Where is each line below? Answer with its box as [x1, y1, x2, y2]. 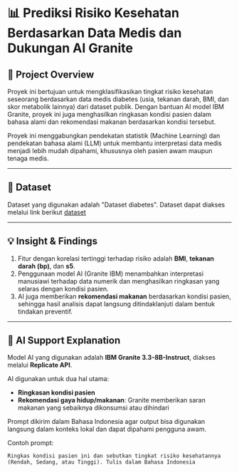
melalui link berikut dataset [7, 207, 87, 217]
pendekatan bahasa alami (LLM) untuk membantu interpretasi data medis [7, 139, 223, 147]
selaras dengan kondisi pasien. [17, 284, 109, 293]
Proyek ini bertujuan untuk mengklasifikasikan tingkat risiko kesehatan [7, 88, 213, 95]
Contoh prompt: [7, 439, 54, 447]
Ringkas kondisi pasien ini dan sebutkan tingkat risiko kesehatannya [7, 452, 221, 459]
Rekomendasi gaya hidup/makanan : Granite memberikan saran [17, 396, 206, 405]
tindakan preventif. [17, 307, 73, 316]
